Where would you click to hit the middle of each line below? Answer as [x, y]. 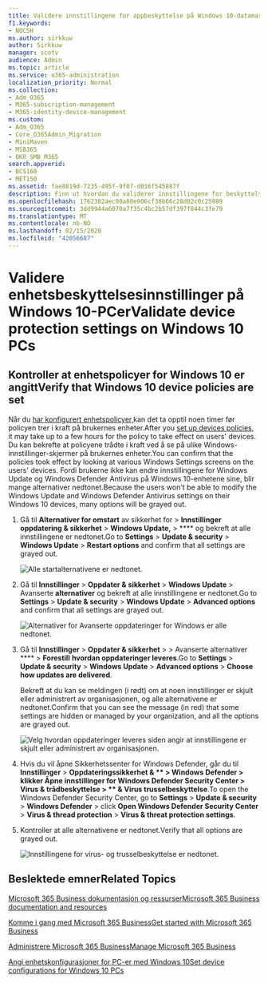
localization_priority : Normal [60, 82]
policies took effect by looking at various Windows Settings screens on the [131, 462]
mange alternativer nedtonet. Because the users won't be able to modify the [132, 487]
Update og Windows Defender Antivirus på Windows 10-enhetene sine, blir [132, 478]
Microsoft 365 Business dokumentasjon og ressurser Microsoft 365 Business [134, 898]
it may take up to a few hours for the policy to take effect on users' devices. [132, 436]
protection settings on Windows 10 [126, 329]
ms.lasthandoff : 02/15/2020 [55, 231]
